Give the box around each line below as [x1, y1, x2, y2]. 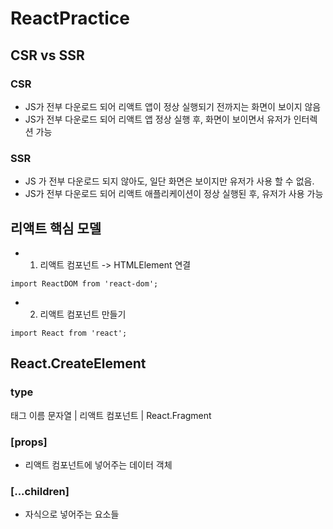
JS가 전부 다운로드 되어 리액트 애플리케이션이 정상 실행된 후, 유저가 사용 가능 [24, 188, 324, 200]
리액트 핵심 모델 [10, 220, 102, 237]
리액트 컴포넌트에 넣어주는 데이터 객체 [24, 458, 173, 471]
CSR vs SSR [10, 47, 85, 64]
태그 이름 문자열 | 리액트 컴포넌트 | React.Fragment [10, 409, 212, 421]
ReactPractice [10, 7, 130, 30]
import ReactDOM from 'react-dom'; [10, 278, 159, 289]
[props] [10, 435, 48, 449]
